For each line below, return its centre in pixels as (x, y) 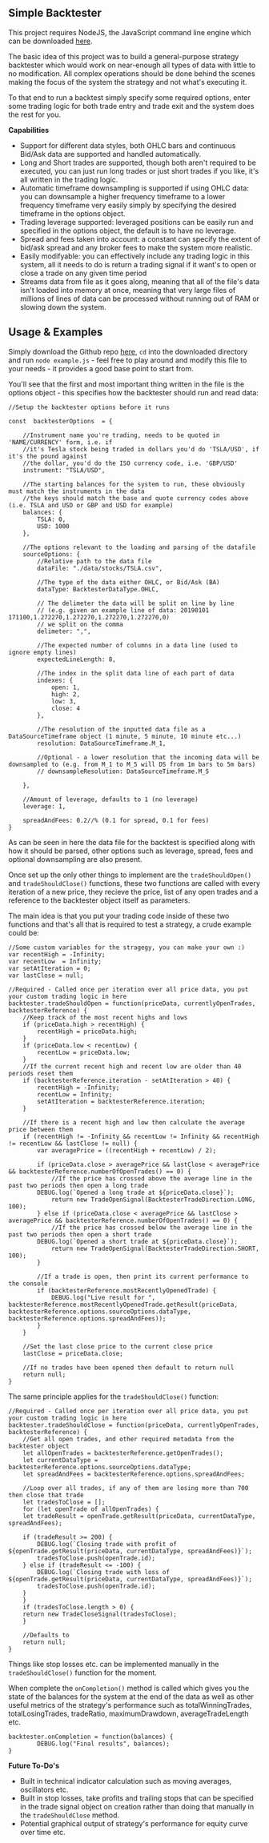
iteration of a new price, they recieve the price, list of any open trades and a (133, 891)
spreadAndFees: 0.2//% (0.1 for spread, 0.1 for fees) (116, 820)
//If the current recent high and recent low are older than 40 (132, 1066)
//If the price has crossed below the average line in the (151, 1228)
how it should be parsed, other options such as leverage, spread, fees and (131, 851)
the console (28, 1284)
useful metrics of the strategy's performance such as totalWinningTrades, (130, 1705)
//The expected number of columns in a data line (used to (138, 645)
